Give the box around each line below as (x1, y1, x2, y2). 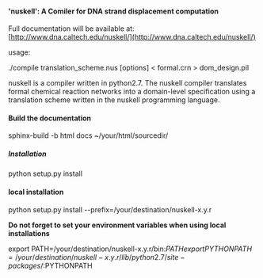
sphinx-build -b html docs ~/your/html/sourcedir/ (8, 131, 169, 140)
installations (8, 228, 50, 238)
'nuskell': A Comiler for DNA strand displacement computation (8, 6, 219, 16)
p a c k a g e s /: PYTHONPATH (8, 261, 93, 270)
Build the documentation (8, 113, 91, 123)
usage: (8, 48, 31, 57)
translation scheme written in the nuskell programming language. (8, 95, 220, 105)
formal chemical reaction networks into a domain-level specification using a (8, 87, 256, 97)
